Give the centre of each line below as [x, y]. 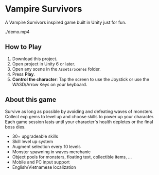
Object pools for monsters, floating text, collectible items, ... [72, 157]
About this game [31, 100]
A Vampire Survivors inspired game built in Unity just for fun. [66, 22]
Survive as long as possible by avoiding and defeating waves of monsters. [79, 111]
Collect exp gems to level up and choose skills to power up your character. [80, 116]
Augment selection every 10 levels [46, 146]
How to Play [24, 47]
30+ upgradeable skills [35, 136]
